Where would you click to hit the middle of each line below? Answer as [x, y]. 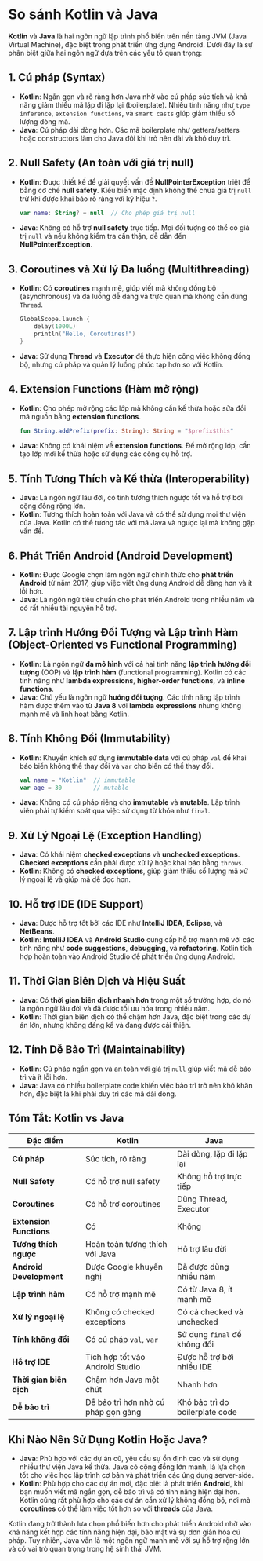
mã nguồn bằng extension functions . [80, 416]
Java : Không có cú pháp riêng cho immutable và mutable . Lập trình [130, 802]
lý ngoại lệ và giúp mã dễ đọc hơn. [75, 879]
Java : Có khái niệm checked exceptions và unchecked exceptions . [130, 854]
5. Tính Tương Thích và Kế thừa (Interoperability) [129, 479]
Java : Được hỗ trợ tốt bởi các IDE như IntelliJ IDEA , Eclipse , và [121, 923]
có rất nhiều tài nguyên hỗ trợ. [68, 608]
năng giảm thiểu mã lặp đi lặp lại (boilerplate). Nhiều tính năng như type [135, 104]
